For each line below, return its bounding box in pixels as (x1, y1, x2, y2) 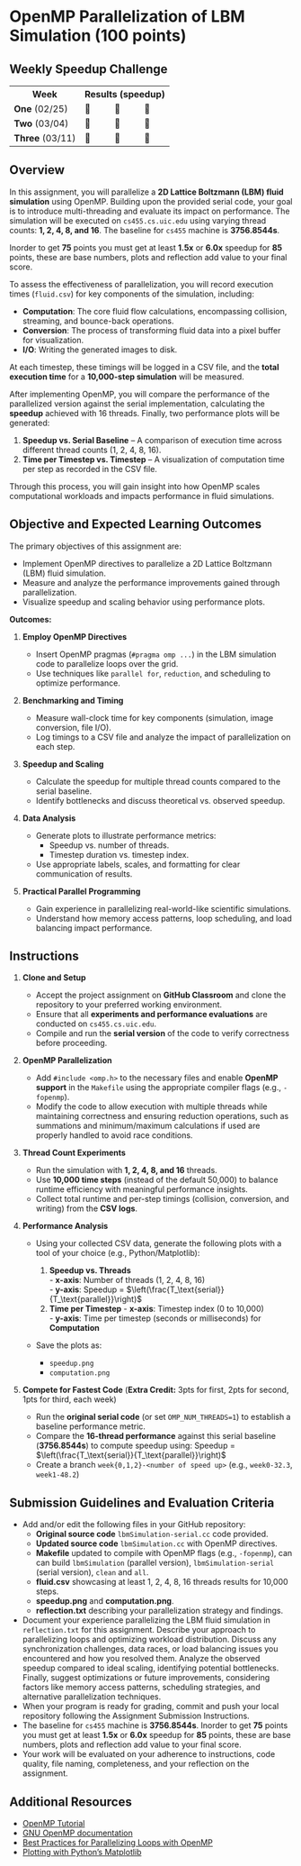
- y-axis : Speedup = (49, 1284, 125, 1295)
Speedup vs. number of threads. (49, 840, 170, 851)
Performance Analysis (22, 1221, 109, 1232)
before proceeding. (35, 1038, 108, 1049)
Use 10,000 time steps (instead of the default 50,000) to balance (35, 1174, 279, 1186)
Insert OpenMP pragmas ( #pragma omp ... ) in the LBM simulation (35, 649, 277, 660)
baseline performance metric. (35, 1421, 146, 1432)
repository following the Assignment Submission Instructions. (22, 1710, 250, 1722)
